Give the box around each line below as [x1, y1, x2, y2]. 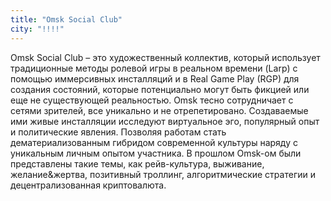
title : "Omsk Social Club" [10, 14, 123, 25]
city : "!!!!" [10, 24, 65, 34]
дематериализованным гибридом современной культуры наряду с [10, 136, 298, 148]
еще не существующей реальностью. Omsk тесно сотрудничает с [10, 94, 294, 106]
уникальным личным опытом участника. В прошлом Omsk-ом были [10, 147, 302, 159]
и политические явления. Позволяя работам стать [10, 126, 227, 138]
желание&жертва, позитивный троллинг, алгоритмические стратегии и [10, 168, 316, 180]
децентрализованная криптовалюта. [10, 179, 167, 191]
